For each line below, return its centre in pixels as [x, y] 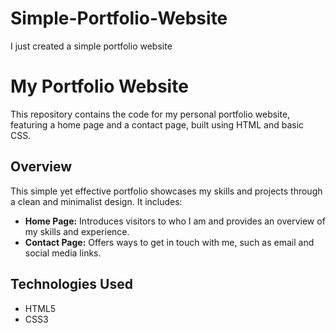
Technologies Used [71, 284]
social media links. [63, 253]
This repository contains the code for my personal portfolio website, [150, 114]
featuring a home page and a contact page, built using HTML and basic [157, 124]
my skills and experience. [77, 231]
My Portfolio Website [99, 86]
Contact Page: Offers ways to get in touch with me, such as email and [169, 242]
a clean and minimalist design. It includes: [96, 201]
